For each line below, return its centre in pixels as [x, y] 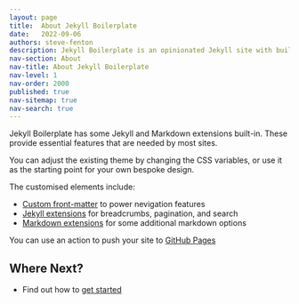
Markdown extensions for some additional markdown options [134, 223]
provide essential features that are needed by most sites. [113, 143]
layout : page [33, 17]
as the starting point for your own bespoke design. [102, 170]
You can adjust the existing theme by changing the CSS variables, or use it [146, 160]
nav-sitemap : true [43, 100]
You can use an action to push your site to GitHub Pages [113, 240]
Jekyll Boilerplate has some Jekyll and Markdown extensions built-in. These [149, 133]
